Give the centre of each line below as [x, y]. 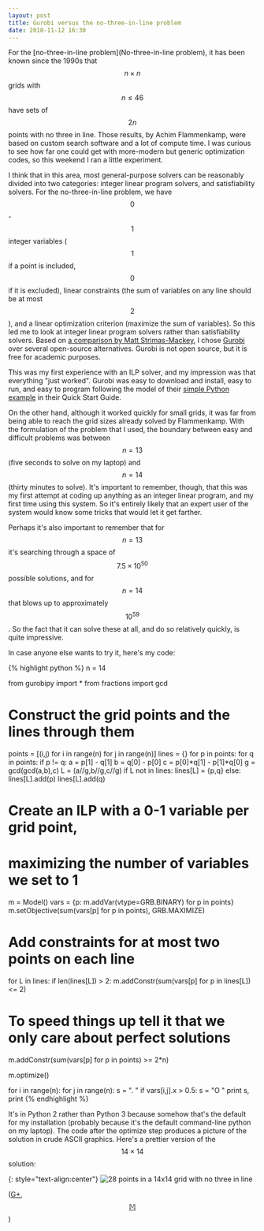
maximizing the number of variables [129, 864]
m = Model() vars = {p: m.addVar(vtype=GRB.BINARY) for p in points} [121, 902]
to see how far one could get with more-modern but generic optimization [127, 151]
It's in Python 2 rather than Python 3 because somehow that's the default [127, 1113]
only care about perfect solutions [119, 1037]
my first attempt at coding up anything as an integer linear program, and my [131, 496]
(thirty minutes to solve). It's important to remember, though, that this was [128, 487]
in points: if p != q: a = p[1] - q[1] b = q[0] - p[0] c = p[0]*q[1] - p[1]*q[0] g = [132, 762]
